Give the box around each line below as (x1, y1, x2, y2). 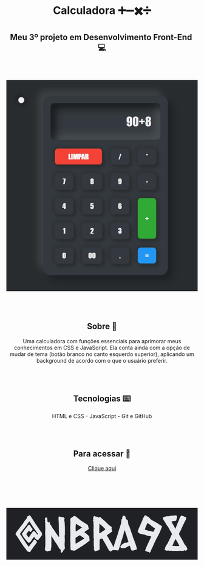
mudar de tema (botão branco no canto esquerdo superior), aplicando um (10, 350, 194, 358)
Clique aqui (87, 465, 117, 472)
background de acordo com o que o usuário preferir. (36, 357, 168, 364)
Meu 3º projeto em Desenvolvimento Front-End (10, 32, 192, 42)
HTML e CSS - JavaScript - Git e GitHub (52, 413, 152, 420)
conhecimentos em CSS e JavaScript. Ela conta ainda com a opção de (14, 344, 190, 351)
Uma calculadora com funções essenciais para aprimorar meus (22, 337, 182, 344)
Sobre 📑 (87, 321, 117, 332)
